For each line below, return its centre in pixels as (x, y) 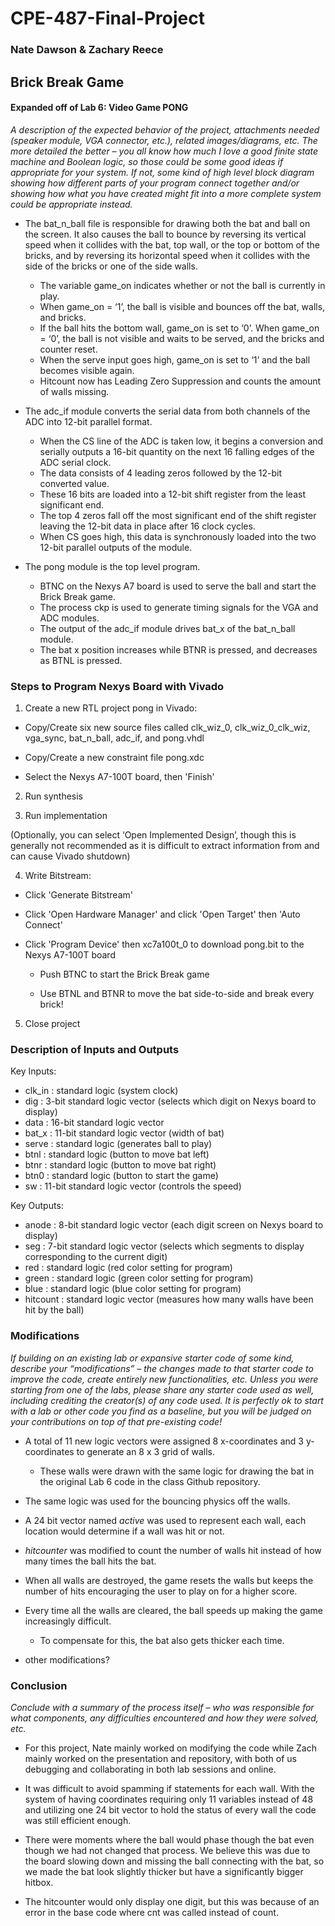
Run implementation (66, 815)
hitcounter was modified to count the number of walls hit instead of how (173, 1550)
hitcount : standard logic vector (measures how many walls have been (169, 1299)
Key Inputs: (33, 1071)
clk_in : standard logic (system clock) (101, 1091)
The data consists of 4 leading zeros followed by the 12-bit (160, 473)
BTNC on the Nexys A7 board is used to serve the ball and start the (178, 586)
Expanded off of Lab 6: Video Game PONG (99, 108)
